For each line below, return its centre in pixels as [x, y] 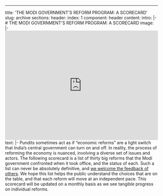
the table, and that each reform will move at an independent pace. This [76, 179]
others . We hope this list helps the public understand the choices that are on [81, 174]
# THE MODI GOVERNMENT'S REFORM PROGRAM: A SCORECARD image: [80, 23]
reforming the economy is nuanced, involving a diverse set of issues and [78, 153]
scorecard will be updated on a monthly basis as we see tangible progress [79, 184]
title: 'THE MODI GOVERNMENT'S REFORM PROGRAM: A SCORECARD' [76, 12]
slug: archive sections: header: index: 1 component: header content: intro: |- [81, 18]
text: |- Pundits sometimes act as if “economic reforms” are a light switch [78, 143]
